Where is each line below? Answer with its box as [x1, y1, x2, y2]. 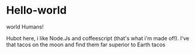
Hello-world [6, 4, 67, 17]
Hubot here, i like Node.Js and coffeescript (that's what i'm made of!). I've [6, 34, 190, 42]
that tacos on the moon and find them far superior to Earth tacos [6, 41, 166, 48]
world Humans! [6, 23, 44, 30]
